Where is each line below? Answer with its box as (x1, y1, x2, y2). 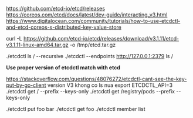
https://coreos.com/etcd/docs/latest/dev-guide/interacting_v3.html (6, 11, 168, 18)
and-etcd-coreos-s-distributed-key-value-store (6, 23, 121, 31)
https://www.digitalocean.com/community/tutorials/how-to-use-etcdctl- (6, 18, 181, 24)
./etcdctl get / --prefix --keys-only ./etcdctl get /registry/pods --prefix (6, 88, 175, 95)
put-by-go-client (6, 82, 46, 89)
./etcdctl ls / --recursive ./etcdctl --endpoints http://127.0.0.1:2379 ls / (6, 53, 174, 59)
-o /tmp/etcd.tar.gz (69, 41, 116, 48)
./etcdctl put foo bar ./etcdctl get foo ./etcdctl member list (6, 106, 145, 112)
